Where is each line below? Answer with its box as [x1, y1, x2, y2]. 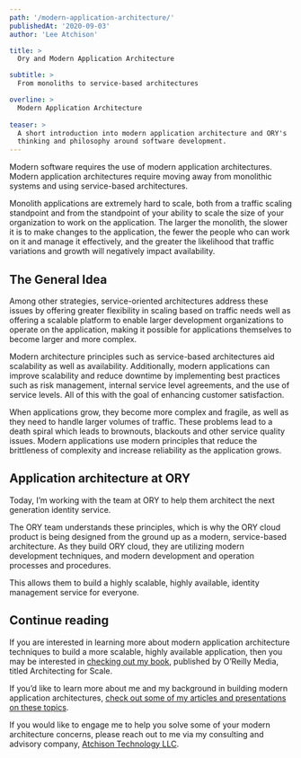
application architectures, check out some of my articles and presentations [9, 692, 287, 703]
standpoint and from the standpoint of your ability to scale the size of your [9, 207, 285, 218]
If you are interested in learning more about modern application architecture [9, 637, 290, 648]
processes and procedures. [9, 560, 111, 570]
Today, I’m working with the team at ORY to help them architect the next [9, 495, 276, 506]
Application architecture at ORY [9, 471, 191, 486]
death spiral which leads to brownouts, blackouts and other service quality [9, 426, 286, 436]
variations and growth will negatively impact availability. [9, 246, 216, 257]
